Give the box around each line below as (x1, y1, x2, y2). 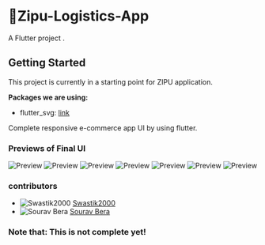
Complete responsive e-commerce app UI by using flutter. (8, 122, 198, 133)
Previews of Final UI (8, 142, 86, 153)
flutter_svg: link (19, 107, 70, 117)
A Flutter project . (8, 33, 66, 43)
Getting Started (8, 56, 86, 70)
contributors (8, 180, 58, 191)
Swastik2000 (72, 198, 116, 208)
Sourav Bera (70, 207, 111, 217)
